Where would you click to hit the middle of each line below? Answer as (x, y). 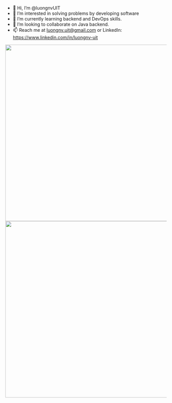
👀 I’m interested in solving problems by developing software (76, 13)
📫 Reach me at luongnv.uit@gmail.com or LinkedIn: (67, 30)
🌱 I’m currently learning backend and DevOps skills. (67, 19)
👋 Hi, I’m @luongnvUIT (36, 8)
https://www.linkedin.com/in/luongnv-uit (55, 37)
